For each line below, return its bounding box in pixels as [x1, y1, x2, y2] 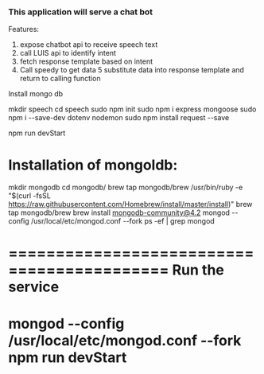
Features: [8, 25, 40, 34]
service [8, 278, 60, 296]
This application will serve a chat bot [8, 6, 153, 18]
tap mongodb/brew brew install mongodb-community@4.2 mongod [8, 208, 231, 217]
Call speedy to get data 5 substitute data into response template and [19, 65, 245, 75]
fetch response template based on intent [19, 56, 153, 66]
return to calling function [19, 74, 101, 84]
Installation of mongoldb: [8, 156, 178, 174]
